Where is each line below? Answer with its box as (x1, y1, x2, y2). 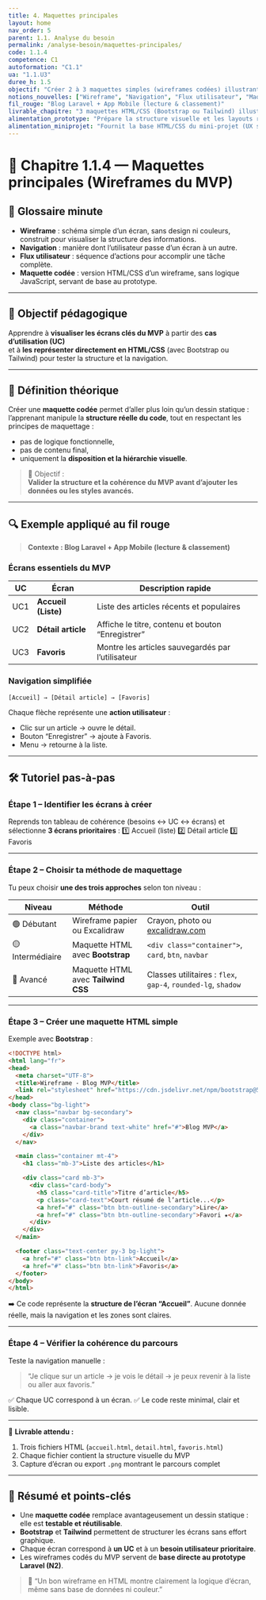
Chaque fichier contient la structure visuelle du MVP (19, 1450, 191, 1460)
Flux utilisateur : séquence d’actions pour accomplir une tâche (19, 251, 226, 260)
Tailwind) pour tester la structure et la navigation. (8, 353, 169, 363)
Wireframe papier (72, 914, 138, 925)
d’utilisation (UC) (8, 337, 66, 346)
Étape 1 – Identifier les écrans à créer (8, 799, 153, 810)
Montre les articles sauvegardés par (96, 642, 231, 653)
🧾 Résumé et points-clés (8, 1490, 131, 1502)
